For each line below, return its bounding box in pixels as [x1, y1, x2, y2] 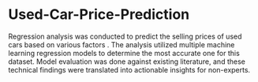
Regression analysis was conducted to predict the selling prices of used [8, 32, 242, 41]
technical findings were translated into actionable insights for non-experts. [8, 65, 251, 74]
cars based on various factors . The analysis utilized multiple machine [8, 39, 235, 49]
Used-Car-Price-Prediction [8, 6, 190, 24]
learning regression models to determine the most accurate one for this [8, 48, 241, 58]
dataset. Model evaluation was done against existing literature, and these [8, 57, 246, 66]
